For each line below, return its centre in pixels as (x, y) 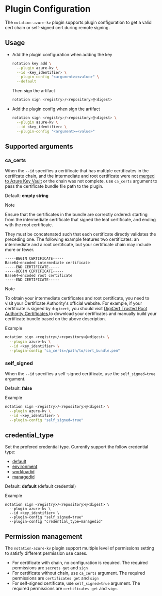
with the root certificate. (29, 225)
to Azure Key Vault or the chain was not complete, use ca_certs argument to (81, 181)
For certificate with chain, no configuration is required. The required (80, 563)
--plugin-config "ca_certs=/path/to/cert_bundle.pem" (65, 350)
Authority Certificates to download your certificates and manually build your (81, 314)
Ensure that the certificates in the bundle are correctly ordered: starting (76, 215)
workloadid (23, 472)
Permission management (44, 537)
